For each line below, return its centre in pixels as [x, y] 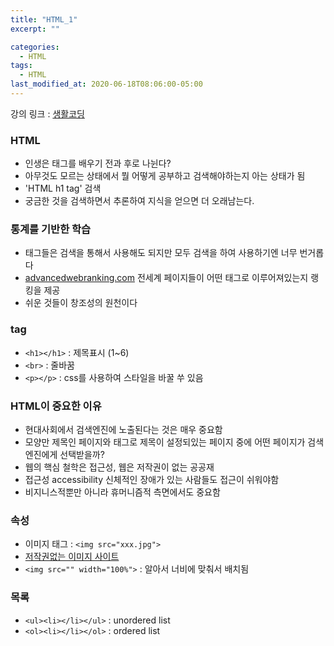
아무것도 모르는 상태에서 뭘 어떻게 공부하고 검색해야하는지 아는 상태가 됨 [165, 176]
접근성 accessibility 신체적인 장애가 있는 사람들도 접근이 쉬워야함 [152, 480]
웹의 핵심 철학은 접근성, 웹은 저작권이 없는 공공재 [119, 467]
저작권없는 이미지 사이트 [72, 557]
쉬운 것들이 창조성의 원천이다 [81, 303]
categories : [35, 47]
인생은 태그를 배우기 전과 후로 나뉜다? [98, 163]
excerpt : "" [35, 29]
